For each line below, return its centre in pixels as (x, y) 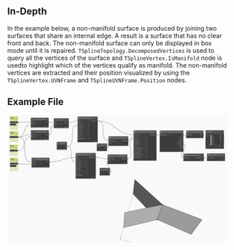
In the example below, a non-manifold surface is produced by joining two (112, 28)
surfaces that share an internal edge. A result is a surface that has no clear (115, 36)
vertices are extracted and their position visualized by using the (98, 72)
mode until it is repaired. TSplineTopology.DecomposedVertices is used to (111, 50)
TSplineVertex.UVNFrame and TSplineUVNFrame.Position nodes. (97, 80)
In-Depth (27, 11)
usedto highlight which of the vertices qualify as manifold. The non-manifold (117, 65)
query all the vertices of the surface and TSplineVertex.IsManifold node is (115, 58)
